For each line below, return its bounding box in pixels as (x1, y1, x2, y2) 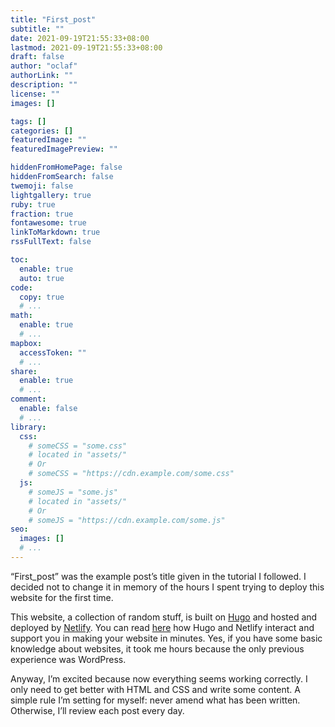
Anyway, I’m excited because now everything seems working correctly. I (10, 672, 308, 685)
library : (10, 422, 47, 432)
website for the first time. (10, 591, 114, 603)
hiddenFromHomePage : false (10, 162, 123, 173)
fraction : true (10, 209, 74, 219)
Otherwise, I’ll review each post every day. (10, 704, 185, 716)
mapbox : (10, 338, 43, 348)
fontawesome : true (10, 218, 87, 228)
